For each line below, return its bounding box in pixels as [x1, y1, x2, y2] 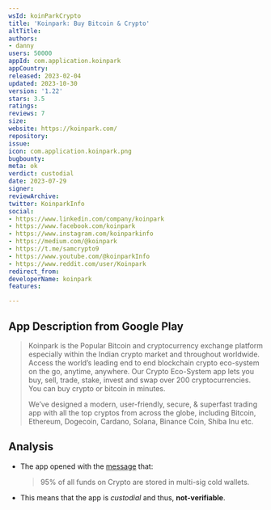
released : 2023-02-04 [8, 72, 82, 80]
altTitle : [8, 27, 42, 35]
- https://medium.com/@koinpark [8, 238, 117, 246]
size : [8, 117, 27, 125]
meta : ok [8, 162, 38, 171]
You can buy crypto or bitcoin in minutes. [28, 383, 166, 393]
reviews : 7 [8, 110, 45, 118]
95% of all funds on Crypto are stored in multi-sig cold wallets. [40, 477, 250, 487]
